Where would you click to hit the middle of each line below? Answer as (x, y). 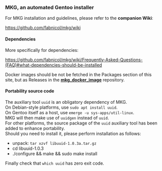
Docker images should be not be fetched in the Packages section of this (79, 74)
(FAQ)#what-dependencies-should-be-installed (54, 65)
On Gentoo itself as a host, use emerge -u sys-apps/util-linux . (70, 112)
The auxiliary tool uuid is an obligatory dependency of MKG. (66, 102)
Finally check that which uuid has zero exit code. (55, 163)
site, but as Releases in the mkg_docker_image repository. (65, 80)
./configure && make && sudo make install (55, 153)
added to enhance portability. (35, 128)
